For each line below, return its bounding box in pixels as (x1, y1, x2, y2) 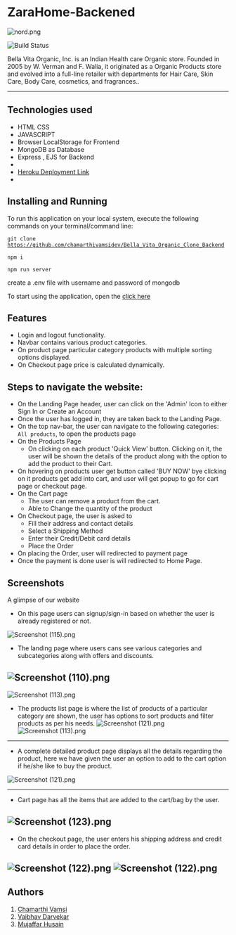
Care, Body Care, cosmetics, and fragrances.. (7, 77, 140, 85)
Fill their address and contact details (27, 520, 133, 528)
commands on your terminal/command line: (7, 221, 133, 230)
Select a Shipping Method (27, 527, 103, 535)
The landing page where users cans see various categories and (17, 644, 202, 652)
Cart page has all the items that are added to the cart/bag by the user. (17, 795, 220, 804)
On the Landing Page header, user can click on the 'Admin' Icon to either (17, 400, 228, 408)
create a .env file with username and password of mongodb (7, 278, 181, 287)
